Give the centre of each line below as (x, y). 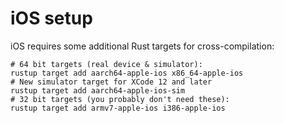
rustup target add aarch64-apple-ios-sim (98, 90)
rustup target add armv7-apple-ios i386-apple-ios (118, 108)
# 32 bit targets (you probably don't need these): (120, 99)
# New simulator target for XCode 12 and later (111, 82)
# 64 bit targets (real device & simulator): (106, 64)
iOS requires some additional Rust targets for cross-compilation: (142, 46)
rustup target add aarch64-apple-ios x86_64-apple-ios (127, 73)
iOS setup (51, 18)
